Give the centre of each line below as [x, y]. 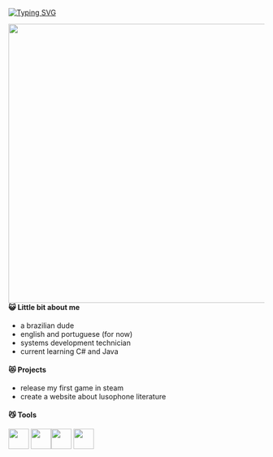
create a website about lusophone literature [93, 396]
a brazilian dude [47, 326]
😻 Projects [28, 370]
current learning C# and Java [69, 351]
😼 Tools [22, 415]
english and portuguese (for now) [76, 334]
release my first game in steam [72, 388]
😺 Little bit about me [44, 307]
